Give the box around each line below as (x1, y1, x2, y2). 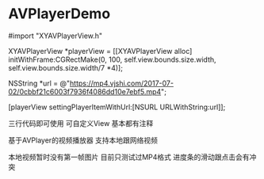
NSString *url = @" (8, 78, 71, 88)
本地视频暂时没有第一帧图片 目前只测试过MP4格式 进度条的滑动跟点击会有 (8, 152, 250, 162)
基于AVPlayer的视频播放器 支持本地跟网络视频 (8, 135, 159, 145)
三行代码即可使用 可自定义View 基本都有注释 (8, 118, 154, 128)
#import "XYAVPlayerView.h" (8, 31, 103, 40)
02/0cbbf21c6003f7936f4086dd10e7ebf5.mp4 (8, 86, 162, 96)
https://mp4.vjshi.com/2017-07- (70, 78, 174, 88)
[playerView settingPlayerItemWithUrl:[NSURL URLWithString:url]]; (8, 102, 226, 112)
